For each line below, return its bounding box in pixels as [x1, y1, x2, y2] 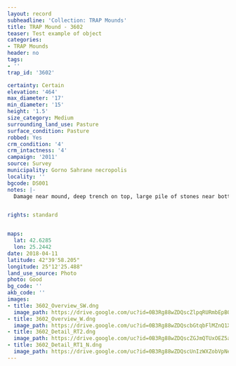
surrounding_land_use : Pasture [7, 121, 99, 128]
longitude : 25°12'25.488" [7, 263, 83, 270]
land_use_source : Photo [7, 270, 77, 277]
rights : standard [7, 211, 58, 218]
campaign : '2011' [7, 154, 58, 161]
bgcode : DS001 [7, 180, 49, 187]
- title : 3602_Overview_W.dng [7, 315, 96, 322]
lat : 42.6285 [13, 237, 52, 244]
